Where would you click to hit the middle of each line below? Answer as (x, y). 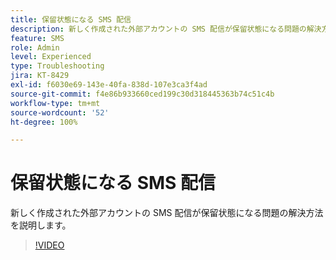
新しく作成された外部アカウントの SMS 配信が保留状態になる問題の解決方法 (167, 213)
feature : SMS (37, 38)
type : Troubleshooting (57, 66)
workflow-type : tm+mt (55, 103)
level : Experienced (51, 57)
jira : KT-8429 (40, 76)
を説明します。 (41, 225)
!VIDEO (49, 245)
